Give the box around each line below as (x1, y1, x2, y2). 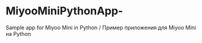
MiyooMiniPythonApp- (5, 4, 123, 18)
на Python (5, 30, 31, 37)
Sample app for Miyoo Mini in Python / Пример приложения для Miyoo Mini (5, 24, 197, 31)
